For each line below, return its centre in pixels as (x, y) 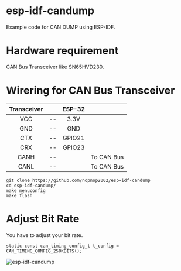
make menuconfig (26, 191)
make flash (19, 195)
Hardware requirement (62, 51)
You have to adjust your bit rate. (45, 235)
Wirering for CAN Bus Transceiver (90, 90)
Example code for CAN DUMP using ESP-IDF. (61, 27)
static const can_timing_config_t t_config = (62, 246)
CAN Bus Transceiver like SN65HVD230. (55, 67)
